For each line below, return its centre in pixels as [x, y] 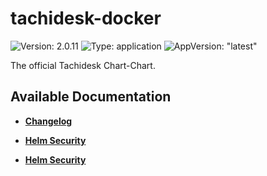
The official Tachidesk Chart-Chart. [83, 65]
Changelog [48, 121]
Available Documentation [91, 97]
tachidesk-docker [86, 18]
